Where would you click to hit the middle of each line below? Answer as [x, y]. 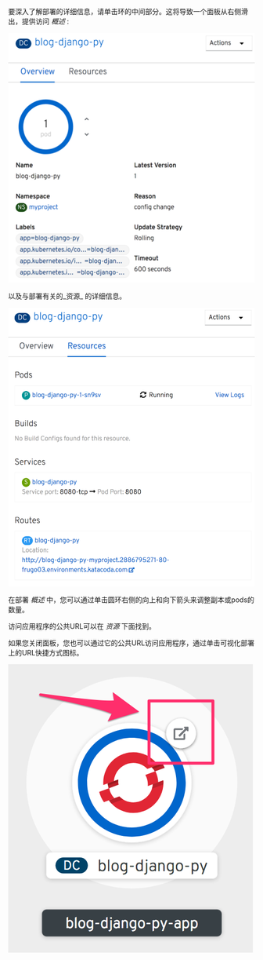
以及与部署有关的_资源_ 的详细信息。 [67, 296]
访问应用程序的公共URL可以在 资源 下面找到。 [82, 626]
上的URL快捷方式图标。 [46, 652]
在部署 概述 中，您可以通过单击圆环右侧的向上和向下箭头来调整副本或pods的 [131, 600]
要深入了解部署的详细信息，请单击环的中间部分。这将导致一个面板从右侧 [124, 11]
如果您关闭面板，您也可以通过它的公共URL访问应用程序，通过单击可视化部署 [131, 643]
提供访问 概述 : [45, 21]
